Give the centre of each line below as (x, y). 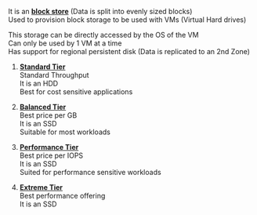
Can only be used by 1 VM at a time (65, 43)
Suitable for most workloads (65, 132)
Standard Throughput (54, 75)
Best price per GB (48, 115)
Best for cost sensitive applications (76, 92)
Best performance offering (62, 196)
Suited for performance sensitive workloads (90, 172)
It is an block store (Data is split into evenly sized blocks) (100, 11)
